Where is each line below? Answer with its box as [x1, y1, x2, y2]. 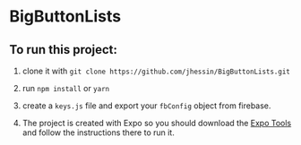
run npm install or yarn [21, 83, 110, 93]
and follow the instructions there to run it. [21, 127, 175, 138]
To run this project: [9, 42, 118, 57]
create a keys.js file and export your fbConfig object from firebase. [21, 100, 271, 111]
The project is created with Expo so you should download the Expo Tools [21, 118, 292, 128]
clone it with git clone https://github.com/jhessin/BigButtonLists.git [21, 65, 291, 76]
